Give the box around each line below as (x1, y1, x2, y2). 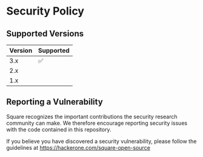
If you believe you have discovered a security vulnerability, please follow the (6, 138, 197, 145)
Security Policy (6, 4, 85, 18)
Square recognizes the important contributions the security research (6, 113, 178, 120)
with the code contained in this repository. (6, 125, 111, 133)
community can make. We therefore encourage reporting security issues (6, 119, 188, 127)
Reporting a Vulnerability (6, 97, 103, 107)
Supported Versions (6, 28, 84, 39)
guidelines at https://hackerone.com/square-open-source (6, 144, 150, 151)
